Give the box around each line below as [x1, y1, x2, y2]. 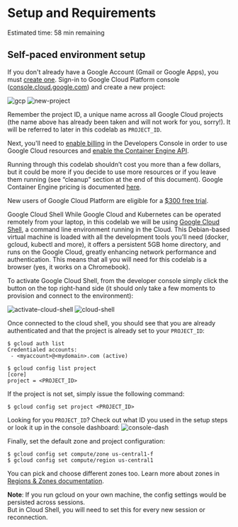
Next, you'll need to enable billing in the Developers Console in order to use [7, 139, 228, 147]
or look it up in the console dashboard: [7, 423, 120, 432]
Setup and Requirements [7, 5, 157, 21]
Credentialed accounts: [7, 346, 78, 353]
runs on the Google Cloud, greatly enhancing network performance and [7, 248, 217, 256]
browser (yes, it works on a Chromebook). [7, 262, 131, 271]
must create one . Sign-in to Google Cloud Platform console [7, 75, 180, 83]
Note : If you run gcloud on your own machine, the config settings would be [7, 490, 227, 499]
